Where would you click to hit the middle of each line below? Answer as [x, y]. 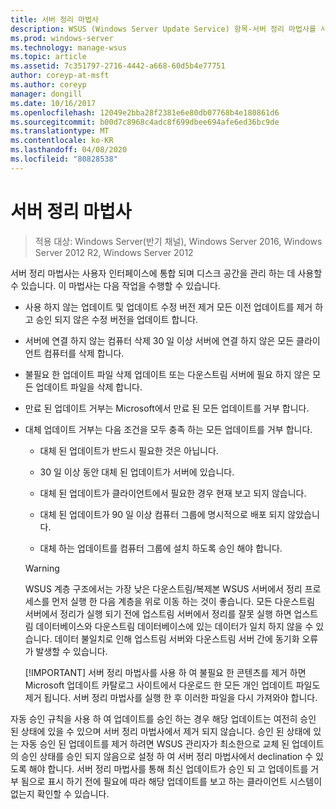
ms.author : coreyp [48, 85]
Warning [42, 568]
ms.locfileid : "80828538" [64, 159]
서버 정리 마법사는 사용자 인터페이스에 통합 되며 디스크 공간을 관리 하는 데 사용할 [166, 273]
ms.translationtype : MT [60, 131]
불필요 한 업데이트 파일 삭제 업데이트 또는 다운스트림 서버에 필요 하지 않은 [167, 374]
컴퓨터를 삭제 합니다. [84, 353]
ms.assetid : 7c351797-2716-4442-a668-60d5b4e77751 [118, 66]
